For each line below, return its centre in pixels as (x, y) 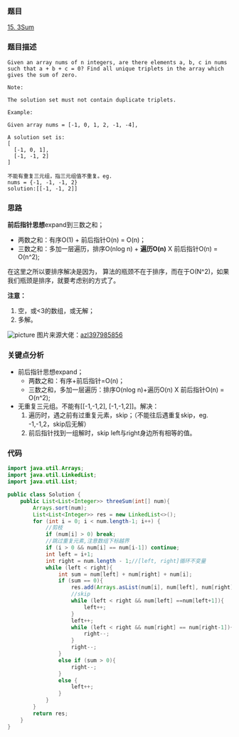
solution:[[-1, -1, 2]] (43, 188)
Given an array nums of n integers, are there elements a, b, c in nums (117, 62)
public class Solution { (44, 495)
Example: (20, 112)
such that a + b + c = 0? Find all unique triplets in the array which (116, 68)
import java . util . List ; (43, 482)
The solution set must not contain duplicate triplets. (92, 100)
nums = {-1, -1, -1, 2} (43, 182)
